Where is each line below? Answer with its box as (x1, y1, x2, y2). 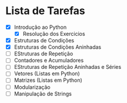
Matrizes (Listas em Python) (14, 77, 83, 84)
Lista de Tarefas (5, 4, 86, 18)
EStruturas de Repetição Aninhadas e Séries (14, 64, 122, 71)
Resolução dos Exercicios (22, 31, 86, 37)
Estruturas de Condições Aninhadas (14, 44, 101, 51)
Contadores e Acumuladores (14, 57, 84, 64)
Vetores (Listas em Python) (14, 70, 80, 77)
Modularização (14, 84, 51, 91)
